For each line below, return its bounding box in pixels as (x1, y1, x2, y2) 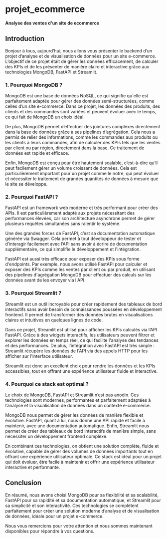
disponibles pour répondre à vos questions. (5, 528, 95, 534)
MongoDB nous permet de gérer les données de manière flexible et (5, 412, 144, 418)
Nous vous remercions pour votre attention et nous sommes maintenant (5, 523, 153, 529)
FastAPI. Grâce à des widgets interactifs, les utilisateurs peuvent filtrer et (5, 332, 155, 338)
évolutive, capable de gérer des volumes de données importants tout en (5, 448, 153, 454)
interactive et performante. (5, 464, 60, 470)
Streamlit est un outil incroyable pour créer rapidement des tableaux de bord (5, 301, 163, 307)
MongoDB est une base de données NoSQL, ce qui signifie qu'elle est (5, 93, 149, 99)
